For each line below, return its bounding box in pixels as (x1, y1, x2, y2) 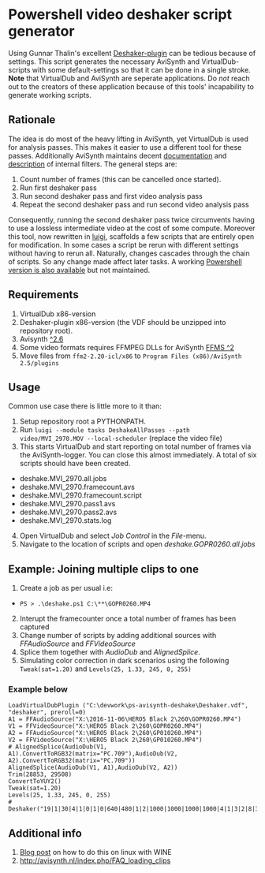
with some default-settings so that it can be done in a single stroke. (32, 65, 251, 74)
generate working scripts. (8, 90, 92, 99)
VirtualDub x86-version (19, 309, 96, 319)
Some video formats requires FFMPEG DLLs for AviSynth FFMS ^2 (19, 342, 235, 352)
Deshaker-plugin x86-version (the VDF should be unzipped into (19, 317, 226, 326)
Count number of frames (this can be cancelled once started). (19, 174, 222, 184)
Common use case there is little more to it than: (8, 401, 162, 411)
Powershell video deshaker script (8, 6, 233, 24)
